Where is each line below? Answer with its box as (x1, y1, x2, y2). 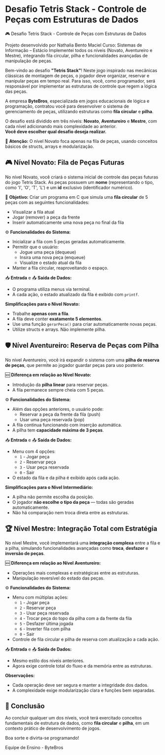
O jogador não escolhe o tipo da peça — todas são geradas (12, 499, 134, 505)
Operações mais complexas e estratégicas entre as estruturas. (12, 570, 140, 576)
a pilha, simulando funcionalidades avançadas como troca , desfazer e (5, 545, 149, 551)
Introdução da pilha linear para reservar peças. (12, 382, 109, 388)
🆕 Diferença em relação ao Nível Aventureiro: (5, 560, 101, 566)
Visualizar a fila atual (12, 209, 55, 215)
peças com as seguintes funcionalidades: (5, 199, 90, 205)
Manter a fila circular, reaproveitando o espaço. (12, 265, 108, 270)
